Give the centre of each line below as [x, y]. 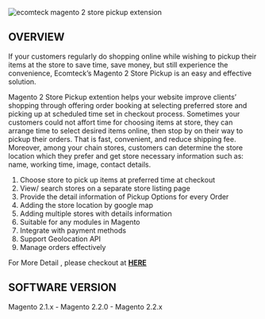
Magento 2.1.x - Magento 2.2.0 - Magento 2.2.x [85, 306]
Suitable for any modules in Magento [80, 221]
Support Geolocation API [60, 239]
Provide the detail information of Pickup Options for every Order [124, 196]
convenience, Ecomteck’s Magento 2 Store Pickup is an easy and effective [130, 73]
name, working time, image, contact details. [80, 164]
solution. [23, 81]
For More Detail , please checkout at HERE [77, 263]
